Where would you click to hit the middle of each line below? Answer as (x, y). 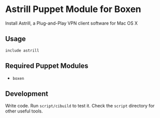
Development (27, 94)
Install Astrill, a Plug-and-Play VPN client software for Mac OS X (71, 23)
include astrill (22, 50)
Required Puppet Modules (47, 66)
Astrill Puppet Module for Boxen (73, 9)
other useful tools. (24, 111)
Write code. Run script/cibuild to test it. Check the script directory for (80, 106)
